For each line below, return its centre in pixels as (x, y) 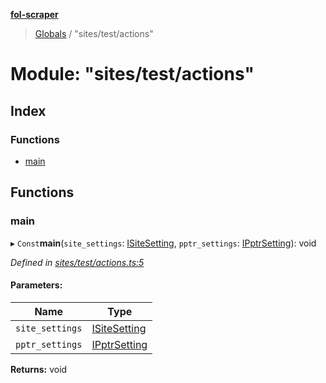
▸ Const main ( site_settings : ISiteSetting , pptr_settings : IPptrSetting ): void (163, 243)
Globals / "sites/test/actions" (94, 33)
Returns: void (39, 369)
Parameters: (36, 285)
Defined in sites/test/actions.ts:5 (77, 262)
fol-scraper (34, 14)
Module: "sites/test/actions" (132, 74)
